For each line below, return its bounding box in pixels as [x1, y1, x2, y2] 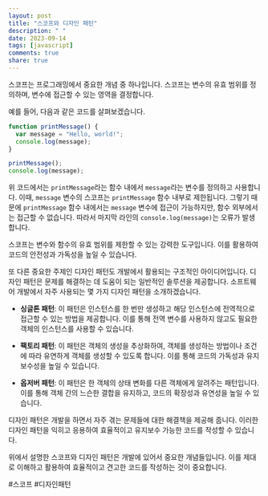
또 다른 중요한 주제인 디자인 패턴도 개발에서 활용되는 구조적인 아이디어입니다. [8, 266, 249, 277]
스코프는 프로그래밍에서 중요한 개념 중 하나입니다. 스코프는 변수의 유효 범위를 [8, 79, 249, 89]
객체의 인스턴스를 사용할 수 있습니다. [19, 324, 134, 334]
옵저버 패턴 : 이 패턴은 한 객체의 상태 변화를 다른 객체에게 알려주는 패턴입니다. [19, 378, 259, 388]
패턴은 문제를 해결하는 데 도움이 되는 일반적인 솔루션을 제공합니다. [22, 277, 229, 287]
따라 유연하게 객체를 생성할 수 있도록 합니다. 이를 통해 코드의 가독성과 [28, 351, 245, 361]
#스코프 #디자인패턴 [8, 479, 71, 490]
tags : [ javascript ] [8, 42, 74, 50]
